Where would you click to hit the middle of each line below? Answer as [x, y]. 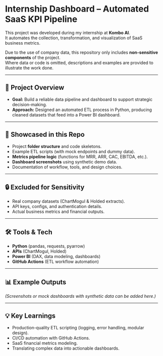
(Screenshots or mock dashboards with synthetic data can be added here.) [81, 296]
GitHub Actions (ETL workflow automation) [56, 262]
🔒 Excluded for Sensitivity [45, 187]
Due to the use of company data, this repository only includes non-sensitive [81, 52]
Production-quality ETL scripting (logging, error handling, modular [78, 327]
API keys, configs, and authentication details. [57, 207]
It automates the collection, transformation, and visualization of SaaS [74, 38]
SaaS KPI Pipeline [41, 19]
